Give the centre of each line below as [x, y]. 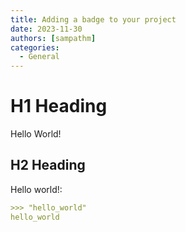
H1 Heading [59, 106]
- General [39, 57]
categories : [35, 47]
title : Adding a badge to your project [93, 19]
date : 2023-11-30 [46, 29]
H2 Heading [48, 165]
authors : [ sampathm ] [53, 38]
